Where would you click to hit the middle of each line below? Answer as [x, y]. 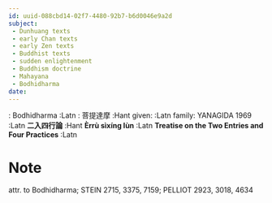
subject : [23, 24]
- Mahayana [30, 76]
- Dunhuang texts [41, 31]
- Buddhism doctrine [47, 69]
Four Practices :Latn [43, 135]
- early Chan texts [45, 39]
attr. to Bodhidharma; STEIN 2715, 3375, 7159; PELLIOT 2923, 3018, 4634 [131, 190]
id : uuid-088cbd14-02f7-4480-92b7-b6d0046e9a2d [91, 16]
